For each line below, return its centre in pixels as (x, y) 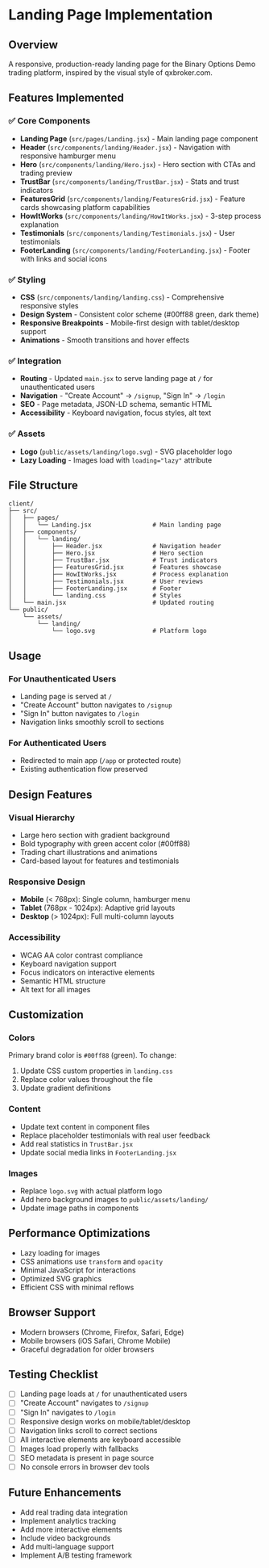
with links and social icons (63, 258)
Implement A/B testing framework (76, 1555)
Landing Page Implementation (111, 15)
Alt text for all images (55, 989)
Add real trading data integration (74, 1512)
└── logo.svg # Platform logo (129, 631)
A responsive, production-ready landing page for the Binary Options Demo (132, 64)
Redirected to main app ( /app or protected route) (100, 761)
